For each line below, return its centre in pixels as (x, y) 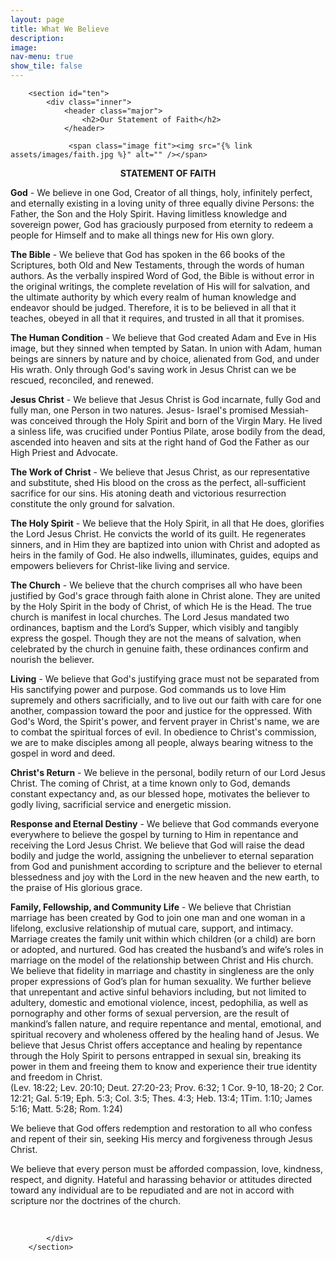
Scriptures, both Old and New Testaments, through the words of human (157, 265)
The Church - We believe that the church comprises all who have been (156, 585)
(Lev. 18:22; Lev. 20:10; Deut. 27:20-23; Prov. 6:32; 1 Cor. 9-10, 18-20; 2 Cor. (167, 1087)
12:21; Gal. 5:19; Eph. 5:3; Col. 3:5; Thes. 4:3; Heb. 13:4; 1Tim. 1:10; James (161, 1098)
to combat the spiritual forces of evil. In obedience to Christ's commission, (163, 732)
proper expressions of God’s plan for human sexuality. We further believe (161, 981)
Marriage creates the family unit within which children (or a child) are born (163, 939)
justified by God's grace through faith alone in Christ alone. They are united (165, 595)
